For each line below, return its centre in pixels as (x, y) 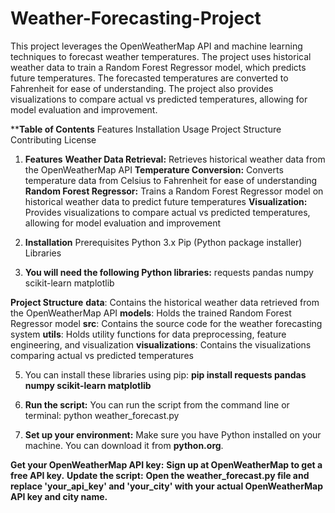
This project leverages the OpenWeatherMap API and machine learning (156, 46)
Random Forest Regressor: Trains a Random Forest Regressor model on (174, 191)
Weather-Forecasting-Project (136, 18)
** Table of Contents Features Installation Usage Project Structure (146, 129)
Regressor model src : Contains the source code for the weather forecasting (166, 323)
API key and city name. (59, 496)
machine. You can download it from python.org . (124, 445)
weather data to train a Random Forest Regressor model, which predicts (158, 67)
